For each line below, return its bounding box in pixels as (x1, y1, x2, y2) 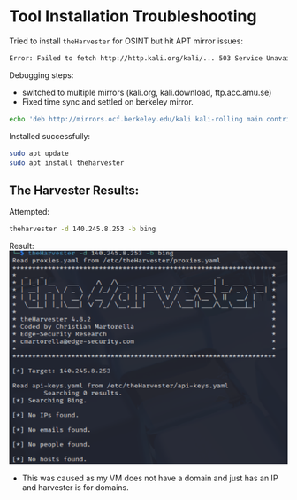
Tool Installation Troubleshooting (9, 6, 257, 27)
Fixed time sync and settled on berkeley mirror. (21, 96, 194, 107)
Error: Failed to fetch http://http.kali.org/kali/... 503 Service (9, 53, 263, 63)
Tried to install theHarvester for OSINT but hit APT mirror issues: (9, 35, 243, 46)
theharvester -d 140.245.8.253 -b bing (9, 224, 156, 234)
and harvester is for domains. (21, 481, 130, 493)
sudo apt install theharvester (9, 158, 125, 168)
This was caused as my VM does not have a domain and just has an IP (21, 473, 278, 483)
